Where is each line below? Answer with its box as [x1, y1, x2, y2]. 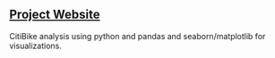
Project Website [9, 7, 100, 22]
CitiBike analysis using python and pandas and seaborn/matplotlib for [9, 30, 266, 41]
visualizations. [9, 40, 63, 51]
